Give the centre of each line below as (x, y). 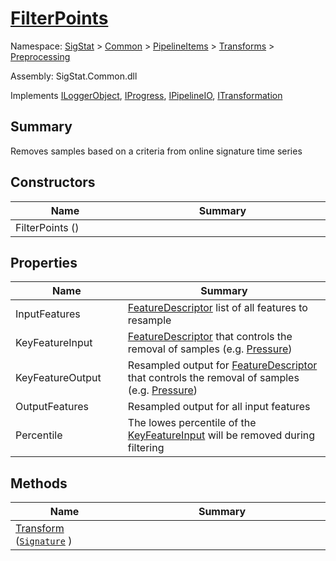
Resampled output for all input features (219, 407)
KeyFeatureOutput (58, 378)
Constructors (53, 182)
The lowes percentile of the (192, 423)
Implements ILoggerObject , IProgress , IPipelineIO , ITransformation (146, 95)
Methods (39, 483)
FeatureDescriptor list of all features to (217, 308)
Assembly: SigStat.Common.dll (74, 76)
